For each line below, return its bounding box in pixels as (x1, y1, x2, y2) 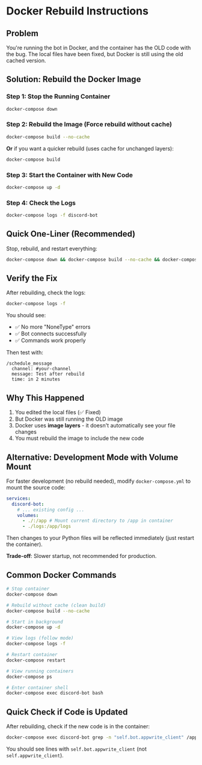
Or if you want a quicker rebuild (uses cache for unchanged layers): (6, 144, 174, 152)
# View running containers (6, 668, 74, 674)
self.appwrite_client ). (6, 751, 64, 759)
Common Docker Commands (6, 570, 117, 580)
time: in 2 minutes (11, 376, 61, 383)
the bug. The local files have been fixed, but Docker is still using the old (6, 51, 183, 58)
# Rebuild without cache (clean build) (6, 602, 106, 609)
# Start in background (6, 619, 63, 625)
